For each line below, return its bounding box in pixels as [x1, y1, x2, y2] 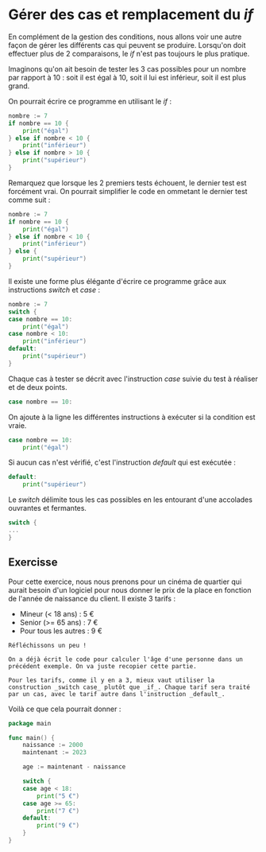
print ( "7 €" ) [37, 807, 80, 815]
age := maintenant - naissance [22, 763, 126, 771]
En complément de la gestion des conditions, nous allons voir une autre [8, 32, 242, 41]
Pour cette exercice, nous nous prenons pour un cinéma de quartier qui [8, 577, 242, 586]
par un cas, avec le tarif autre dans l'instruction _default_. [8, 690, 226, 698]
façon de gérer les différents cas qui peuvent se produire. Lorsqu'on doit [8, 40, 246, 49]
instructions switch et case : [8, 285, 101, 294]
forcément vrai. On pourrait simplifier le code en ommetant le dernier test [8, 186, 248, 196]
